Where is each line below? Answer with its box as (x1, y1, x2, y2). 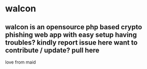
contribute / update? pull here (5, 46, 100, 55)
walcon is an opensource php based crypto (5, 23, 143, 31)
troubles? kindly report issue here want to (5, 38, 138, 47)
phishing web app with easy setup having (5, 30, 137, 39)
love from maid (5, 59, 36, 65)
